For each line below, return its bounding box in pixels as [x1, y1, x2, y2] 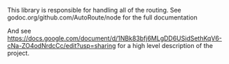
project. [7, 49, 30, 57]
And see [7, 27, 32, 35]
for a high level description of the [117, 42, 214, 49]
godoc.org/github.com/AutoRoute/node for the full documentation [7, 13, 197, 22]
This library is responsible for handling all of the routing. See [7, 6, 182, 14]
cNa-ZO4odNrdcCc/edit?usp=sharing [7, 42, 116, 49]
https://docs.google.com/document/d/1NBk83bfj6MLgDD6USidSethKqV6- [7, 34, 223, 42]
